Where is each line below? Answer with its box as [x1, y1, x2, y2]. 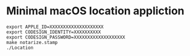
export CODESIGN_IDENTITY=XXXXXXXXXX [6, 29, 101, 35]
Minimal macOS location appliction [6, 4, 185, 18]
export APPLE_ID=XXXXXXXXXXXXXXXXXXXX [6, 24, 104, 30]
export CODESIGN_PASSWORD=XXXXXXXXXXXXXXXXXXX [6, 34, 125, 40]
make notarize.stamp [6, 39, 59, 45]
